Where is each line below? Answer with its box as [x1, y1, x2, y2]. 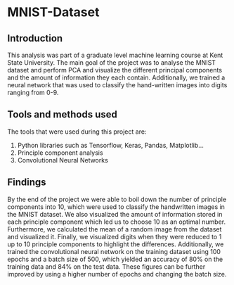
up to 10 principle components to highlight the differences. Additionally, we [7, 240, 224, 248]
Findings [7, 177, 47, 189]
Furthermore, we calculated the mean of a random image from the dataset [7, 224, 222, 233]
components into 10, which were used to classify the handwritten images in [7, 202, 225, 211]
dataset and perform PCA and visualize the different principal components [7, 66, 223, 74]
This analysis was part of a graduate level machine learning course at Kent [7, 51, 223, 59]
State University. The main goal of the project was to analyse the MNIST [7, 58, 216, 67]
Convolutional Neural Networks [17, 156, 109, 164]
